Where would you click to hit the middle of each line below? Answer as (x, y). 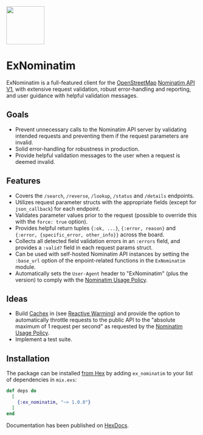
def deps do (21, 391)
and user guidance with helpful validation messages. (72, 95)
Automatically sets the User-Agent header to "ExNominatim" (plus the (101, 273)
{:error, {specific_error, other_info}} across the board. (90, 235)
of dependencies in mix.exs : (42, 380)
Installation (28, 359)
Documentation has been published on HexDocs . (68, 425)
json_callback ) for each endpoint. (57, 208)
